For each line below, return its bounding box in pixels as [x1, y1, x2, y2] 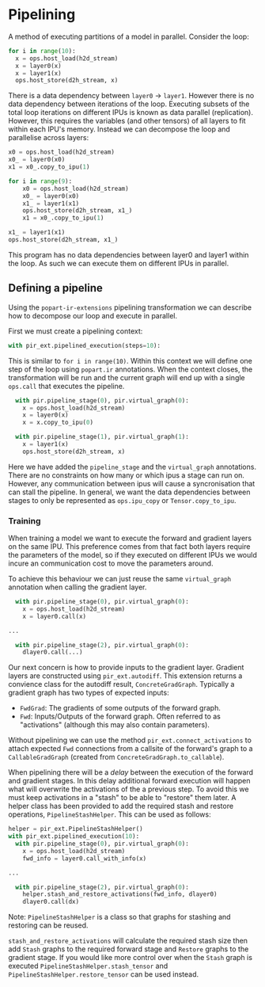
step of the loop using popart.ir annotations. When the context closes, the [8, 364, 253, 374]
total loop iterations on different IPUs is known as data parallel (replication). [8, 108, 253, 117]
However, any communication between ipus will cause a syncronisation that [8, 478, 256, 488]
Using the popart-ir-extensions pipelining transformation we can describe [8, 303, 252, 312]
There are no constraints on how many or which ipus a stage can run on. [8, 470, 245, 480]
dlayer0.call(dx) [22, 897, 80, 906]
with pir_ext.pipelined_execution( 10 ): [8, 833, 140, 840]
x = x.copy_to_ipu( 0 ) [22, 418, 93, 427]
